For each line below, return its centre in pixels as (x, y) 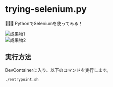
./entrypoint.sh (22, 79)
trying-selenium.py (46, 9)
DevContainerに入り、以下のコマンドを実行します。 (58, 70)
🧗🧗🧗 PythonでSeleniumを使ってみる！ (44, 23)
